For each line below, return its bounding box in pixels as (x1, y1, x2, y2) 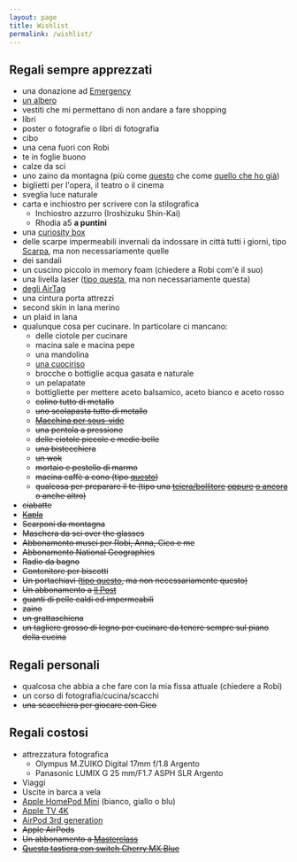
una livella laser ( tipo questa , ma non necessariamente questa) (21, 274, 251, 284)
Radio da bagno (21, 556, 80, 567)
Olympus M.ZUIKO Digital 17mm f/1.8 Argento (34, 758, 201, 769)
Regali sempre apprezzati (9, 62, 153, 77)
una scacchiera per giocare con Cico (21, 700, 157, 710)
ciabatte (21, 500, 52, 510)
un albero (21, 95, 57, 106)
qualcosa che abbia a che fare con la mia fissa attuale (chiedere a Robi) (21, 681, 283, 691)
